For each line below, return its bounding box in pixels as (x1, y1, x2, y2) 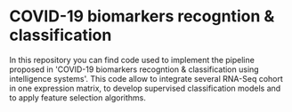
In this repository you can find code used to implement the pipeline (9, 54, 255, 65)
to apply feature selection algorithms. (9, 92, 147, 103)
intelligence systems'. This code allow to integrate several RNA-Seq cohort (9, 73, 283, 84)
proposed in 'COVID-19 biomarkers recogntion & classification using (9, 64, 260, 75)
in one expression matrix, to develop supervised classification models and (9, 83, 281, 93)
